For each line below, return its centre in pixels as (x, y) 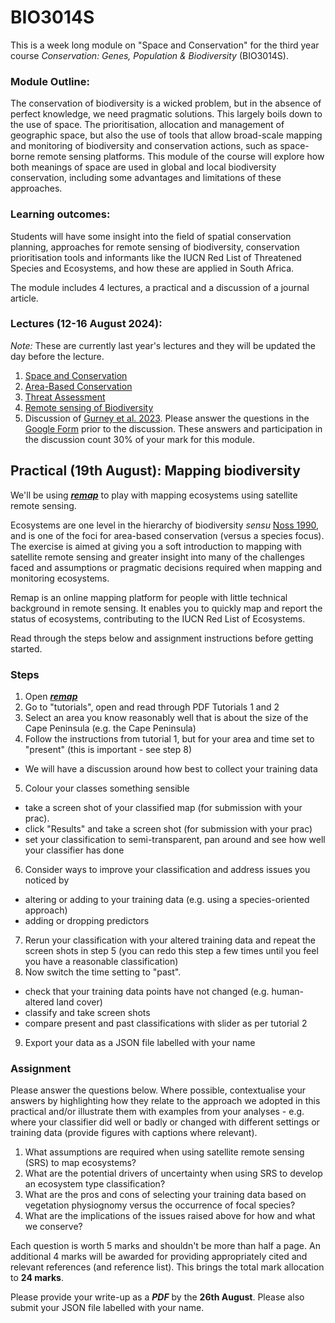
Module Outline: (50, 81)
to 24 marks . (37, 1278)
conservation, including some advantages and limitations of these (146, 178)
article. (24, 298)
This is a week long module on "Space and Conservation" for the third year (165, 45)
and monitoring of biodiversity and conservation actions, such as (144, 146)
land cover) (79, 1002)
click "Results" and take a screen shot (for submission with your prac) (168, 828)
